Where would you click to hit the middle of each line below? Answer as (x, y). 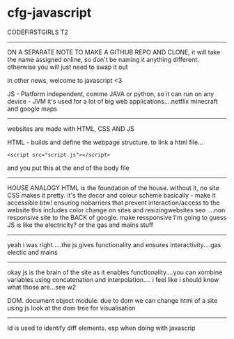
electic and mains (32, 252)
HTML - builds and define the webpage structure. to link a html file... (105, 142)
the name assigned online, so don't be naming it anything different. (103, 59)
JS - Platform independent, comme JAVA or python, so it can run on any (111, 94)
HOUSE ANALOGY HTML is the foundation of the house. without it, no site (113, 188)
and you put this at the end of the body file (69, 168)
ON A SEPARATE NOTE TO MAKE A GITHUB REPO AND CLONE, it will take (114, 52)
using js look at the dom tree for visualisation (71, 308)
